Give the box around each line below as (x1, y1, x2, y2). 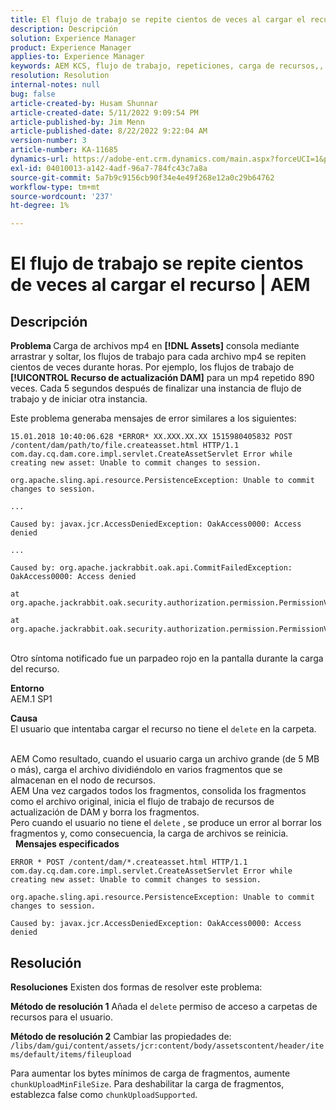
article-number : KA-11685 (10, 145, 118, 155)
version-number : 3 (10, 136, 87, 146)
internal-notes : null (10, 80, 101, 90)
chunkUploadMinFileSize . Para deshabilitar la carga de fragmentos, (10, 1077, 285, 1090)
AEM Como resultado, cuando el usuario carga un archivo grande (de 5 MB (10, 753, 320, 765)
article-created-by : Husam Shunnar (10, 98, 159, 108)
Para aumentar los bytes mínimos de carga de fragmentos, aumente (10, 1067, 291, 1079)
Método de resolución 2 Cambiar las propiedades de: (10, 1030, 232, 1042)
